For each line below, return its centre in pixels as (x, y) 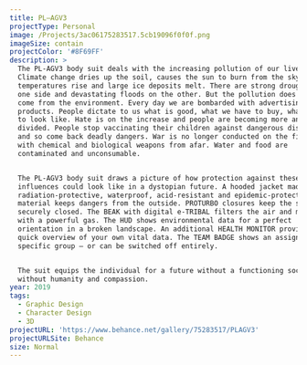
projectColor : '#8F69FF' (57, 52)
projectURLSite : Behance (57, 339)
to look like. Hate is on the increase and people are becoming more (153, 120)
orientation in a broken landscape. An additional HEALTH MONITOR (147, 229)
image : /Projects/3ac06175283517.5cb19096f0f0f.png (110, 35)
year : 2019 (30, 287)
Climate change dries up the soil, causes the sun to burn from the (151, 78)
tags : (20, 296)
